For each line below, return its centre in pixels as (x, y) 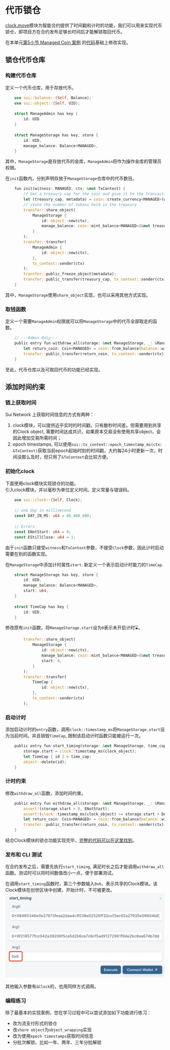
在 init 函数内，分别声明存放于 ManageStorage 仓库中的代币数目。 (71, 179)
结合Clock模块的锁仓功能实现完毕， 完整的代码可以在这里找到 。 (71, 840)
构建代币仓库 (21, 75)
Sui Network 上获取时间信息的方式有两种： (50, 415)
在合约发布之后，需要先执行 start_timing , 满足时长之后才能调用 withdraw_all (85, 867)
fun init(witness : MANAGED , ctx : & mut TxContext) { (70, 189)
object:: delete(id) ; (45, 762)
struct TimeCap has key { (42, 607)
